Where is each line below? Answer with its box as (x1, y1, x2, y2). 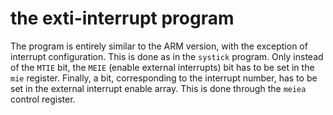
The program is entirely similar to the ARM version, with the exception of (10, 40, 308, 52)
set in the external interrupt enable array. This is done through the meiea (10, 82, 307, 94)
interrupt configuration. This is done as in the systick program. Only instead (10, 50, 324, 62)
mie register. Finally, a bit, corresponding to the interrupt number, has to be (10, 72, 318, 84)
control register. (10, 93, 76, 105)
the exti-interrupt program (10, 7, 235, 30)
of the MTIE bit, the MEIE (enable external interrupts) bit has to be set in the (10, 61, 315, 73)
